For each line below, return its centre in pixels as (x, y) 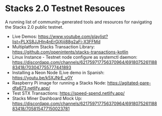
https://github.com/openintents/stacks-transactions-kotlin (70, 52)
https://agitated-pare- (129, 83)
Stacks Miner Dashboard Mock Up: (47, 98)
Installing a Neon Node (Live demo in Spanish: (58, 72)
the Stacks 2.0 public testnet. (34, 27)
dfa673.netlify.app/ (31, 88)
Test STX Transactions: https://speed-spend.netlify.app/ (68, 93)
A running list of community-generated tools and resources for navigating (79, 22)
